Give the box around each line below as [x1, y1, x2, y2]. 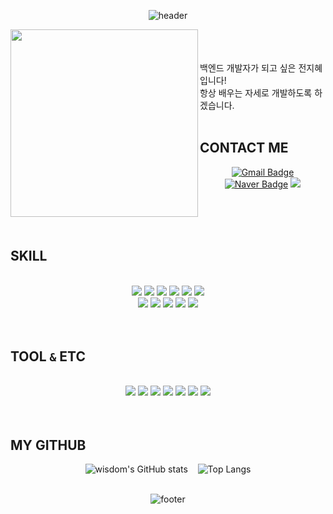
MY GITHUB [10, 436, 87, 454]
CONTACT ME [199, 140, 289, 157]
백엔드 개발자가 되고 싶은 [199, 62, 297, 74]
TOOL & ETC [10, 348, 86, 365]
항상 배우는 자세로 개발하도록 [199, 87, 313, 99]
